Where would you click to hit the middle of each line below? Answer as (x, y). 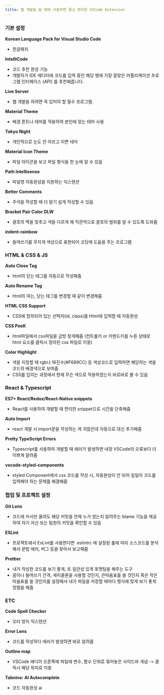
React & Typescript (28, 388)
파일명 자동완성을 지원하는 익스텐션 (46, 182)
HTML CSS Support (25, 306)
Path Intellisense (23, 171)
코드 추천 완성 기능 (30, 69)
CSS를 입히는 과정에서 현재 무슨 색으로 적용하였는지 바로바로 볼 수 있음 (80, 375)
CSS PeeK (15, 326)
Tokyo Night (18, 131)
